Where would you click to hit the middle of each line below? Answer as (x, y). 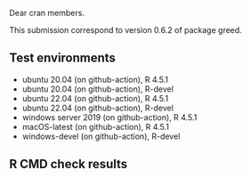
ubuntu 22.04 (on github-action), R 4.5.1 (95, 98)
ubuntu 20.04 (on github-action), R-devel (97, 89)
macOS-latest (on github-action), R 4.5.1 (95, 126)
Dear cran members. (47, 13)
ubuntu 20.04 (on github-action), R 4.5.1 (95, 79)
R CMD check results (69, 164)
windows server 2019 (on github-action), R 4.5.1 (109, 117)
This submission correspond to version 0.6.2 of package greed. (125, 30)
